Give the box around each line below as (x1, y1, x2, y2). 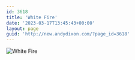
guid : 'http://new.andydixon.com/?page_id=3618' (6, 31, 130, 37)
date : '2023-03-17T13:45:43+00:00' (6, 20, 95, 26)
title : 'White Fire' (6, 14, 58, 20)
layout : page (6, 25, 39, 32)
